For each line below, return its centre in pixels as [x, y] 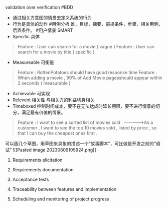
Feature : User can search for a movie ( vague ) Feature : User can [86, 47]
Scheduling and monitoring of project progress [61, 199]
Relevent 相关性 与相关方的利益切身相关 [53, 100]
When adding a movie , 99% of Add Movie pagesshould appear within [90, 78]
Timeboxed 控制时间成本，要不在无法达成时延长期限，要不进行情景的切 [86, 106]
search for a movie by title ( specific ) [56, 52]
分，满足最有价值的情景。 [39, 112]
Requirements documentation [43, 170]
